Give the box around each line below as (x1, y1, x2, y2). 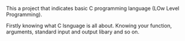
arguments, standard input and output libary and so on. (6, 28, 140, 35)
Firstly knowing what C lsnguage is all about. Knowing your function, (6, 23, 172, 29)
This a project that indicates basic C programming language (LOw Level (6, 5, 180, 12)
